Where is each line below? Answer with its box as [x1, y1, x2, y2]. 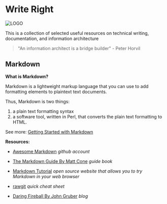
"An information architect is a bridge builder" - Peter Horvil [17, 45, 141, 51]
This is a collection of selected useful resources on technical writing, [5, 30, 149, 36]
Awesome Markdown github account [12, 148, 90, 154]
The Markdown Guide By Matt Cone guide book [12, 158, 113, 164]
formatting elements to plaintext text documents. [5, 89, 107, 95]
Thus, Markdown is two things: [5, 98, 70, 104]
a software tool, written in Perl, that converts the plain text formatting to [12, 113, 162, 119]
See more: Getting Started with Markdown [5, 129, 93, 135]
